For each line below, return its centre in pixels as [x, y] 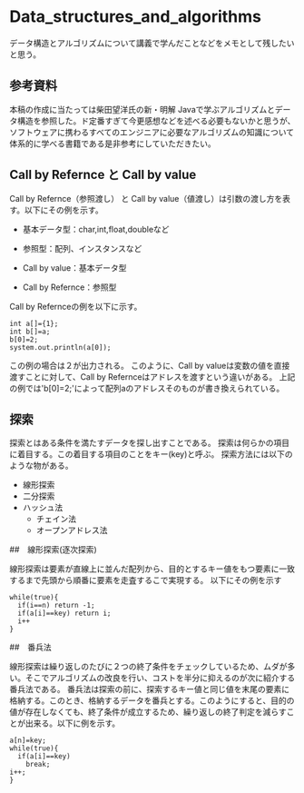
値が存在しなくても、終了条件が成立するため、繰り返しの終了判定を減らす [148, 712]
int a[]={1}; [34, 323]
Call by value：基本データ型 [74, 268]
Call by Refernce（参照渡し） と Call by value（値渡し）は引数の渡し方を [146, 198]
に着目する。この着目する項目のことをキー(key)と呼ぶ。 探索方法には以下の [151, 454]
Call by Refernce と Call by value [103, 175]
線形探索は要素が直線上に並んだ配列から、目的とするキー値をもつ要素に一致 [152, 569]
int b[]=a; [30, 332]
